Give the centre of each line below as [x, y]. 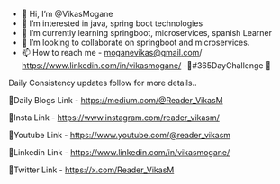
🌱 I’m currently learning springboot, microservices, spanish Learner [146, 33]
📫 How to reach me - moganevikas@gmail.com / [112, 53]
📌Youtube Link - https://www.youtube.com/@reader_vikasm [120, 135]
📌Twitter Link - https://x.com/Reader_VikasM [91, 170]
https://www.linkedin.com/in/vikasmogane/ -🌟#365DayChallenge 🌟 [146, 66]
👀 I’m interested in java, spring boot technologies [112, 23]
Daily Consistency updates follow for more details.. [103, 83]
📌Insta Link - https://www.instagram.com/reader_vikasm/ [114, 118]
